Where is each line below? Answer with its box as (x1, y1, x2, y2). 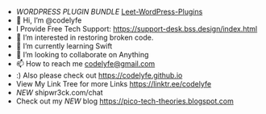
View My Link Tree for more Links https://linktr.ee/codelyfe (15, 79, 212, 88)
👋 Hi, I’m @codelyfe (15, 15, 82, 25)
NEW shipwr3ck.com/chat (15, 88, 103, 97)
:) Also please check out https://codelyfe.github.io (15, 70, 183, 80)
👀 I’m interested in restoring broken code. (15, 32, 154, 42)
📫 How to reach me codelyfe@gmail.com (15, 59, 156, 68)
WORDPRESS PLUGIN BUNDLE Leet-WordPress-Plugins (15, 7, 203, 16)
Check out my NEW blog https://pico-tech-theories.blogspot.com (15, 96, 234, 106)
